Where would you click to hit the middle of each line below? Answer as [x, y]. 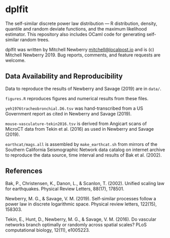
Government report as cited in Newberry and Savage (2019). [69, 113]
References [24, 171]
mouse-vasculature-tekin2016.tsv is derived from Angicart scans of [76, 124]
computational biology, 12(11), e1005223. [48, 230]
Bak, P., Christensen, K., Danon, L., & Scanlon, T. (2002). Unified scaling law [85, 183]
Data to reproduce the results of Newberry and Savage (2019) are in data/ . [83, 88]
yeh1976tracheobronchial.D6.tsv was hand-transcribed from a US [74, 108]
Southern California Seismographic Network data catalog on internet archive [85, 150]
